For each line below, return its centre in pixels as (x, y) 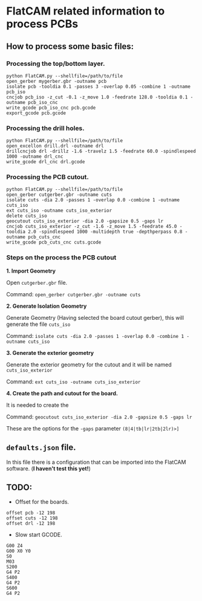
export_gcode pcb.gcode (36, 113)
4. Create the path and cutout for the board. (62, 393)
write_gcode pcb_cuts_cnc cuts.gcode (54, 242)
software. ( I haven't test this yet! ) (48, 468)
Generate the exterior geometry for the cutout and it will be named (89, 365)
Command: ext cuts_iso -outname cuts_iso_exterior (73, 382)
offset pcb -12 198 (31, 513)
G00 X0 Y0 (19, 551)
